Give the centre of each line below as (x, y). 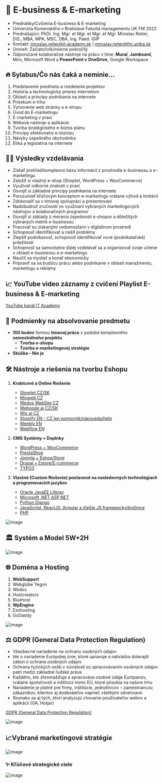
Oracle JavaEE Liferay (42, 492)
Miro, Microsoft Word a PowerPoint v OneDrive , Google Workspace (80, 59)
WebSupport (26, 579)
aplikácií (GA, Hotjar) (33, 703)
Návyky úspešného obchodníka (44, 138)
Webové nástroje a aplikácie (41, 122)
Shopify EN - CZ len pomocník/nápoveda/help (66, 418)
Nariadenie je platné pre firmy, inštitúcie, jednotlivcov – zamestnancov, (83, 688)
